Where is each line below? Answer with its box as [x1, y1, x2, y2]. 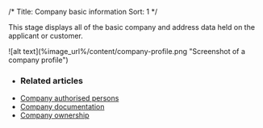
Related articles [19, 75, 83, 86]
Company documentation [19, 102, 105, 112]
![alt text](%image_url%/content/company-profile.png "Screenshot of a [8, 47, 246, 56]
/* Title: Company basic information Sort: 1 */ [8, 7, 158, 16]
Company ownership [19, 110, 90, 120]
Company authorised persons [19, 93, 119, 103]
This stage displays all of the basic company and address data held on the [8, 23, 256, 31]
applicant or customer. [8, 31, 83, 40]
